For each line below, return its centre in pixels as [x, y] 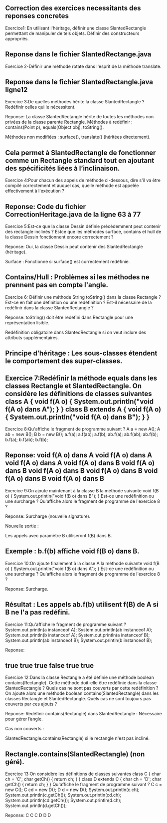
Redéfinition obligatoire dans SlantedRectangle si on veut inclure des [76, 332]
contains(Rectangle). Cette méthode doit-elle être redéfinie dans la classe [81, 683]
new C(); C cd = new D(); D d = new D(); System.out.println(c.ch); [72, 790]
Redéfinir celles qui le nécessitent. [40, 107]
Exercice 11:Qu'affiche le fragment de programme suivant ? [66, 624]
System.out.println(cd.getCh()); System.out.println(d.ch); [63, 801]
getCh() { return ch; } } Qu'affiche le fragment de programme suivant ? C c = [84, 785]
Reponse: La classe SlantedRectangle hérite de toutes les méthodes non [80, 117]
